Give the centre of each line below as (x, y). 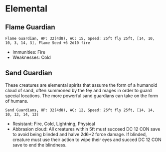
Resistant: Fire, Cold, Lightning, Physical (54, 124)
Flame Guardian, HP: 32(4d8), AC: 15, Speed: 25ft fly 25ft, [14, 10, (80, 38)
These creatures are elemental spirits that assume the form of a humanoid (81, 85)
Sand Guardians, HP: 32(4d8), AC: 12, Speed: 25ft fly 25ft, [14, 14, (80, 110)
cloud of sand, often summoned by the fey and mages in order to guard (79, 90)
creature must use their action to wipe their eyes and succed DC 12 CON (87, 140)
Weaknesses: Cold (32, 57)
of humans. (17, 101)
